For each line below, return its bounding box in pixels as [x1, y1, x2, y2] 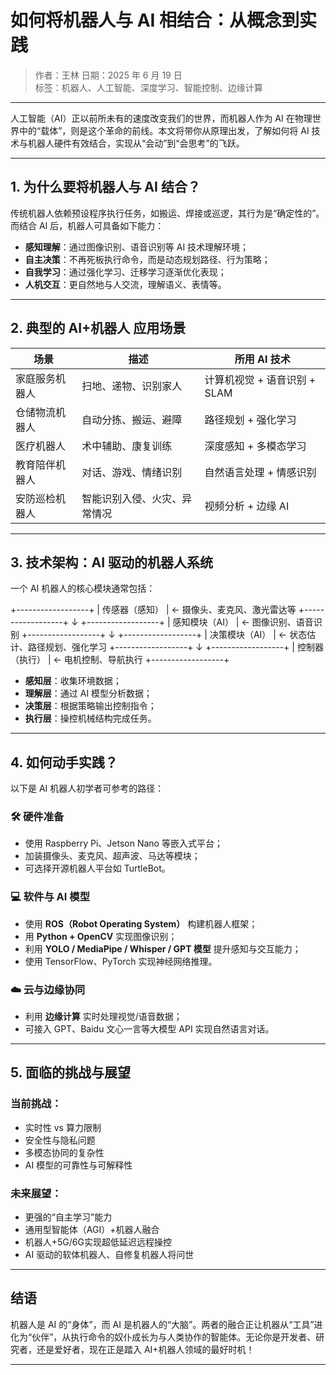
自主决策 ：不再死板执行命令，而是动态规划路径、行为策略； [24, 253, 271, 265]
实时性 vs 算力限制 [24, 1121, 102, 1133]
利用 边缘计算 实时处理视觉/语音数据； [24, 1011, 183, 1023]
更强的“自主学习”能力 [24, 1211, 113, 1223]
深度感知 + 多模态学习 [204, 439, 307, 453]
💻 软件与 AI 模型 [10, 890, 91, 904]
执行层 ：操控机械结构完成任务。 [24, 712, 157, 725]
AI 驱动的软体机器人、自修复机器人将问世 [24, 1249, 195, 1261]
